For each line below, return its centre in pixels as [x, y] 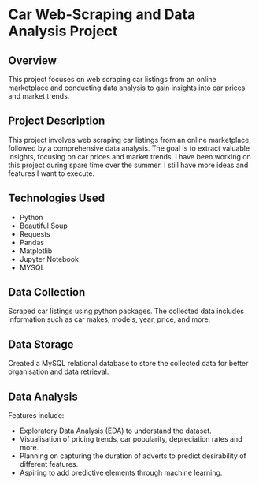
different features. [49, 464]
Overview [33, 60]
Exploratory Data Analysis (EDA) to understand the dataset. [116, 431]
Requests [35, 233]
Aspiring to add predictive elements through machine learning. [121, 473]
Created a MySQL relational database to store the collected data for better [128, 364]
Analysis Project [63, 31]
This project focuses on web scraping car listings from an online [112, 79]
